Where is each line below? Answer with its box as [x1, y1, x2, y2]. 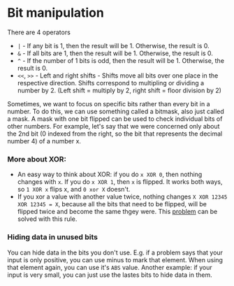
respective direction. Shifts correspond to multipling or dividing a [17, 78, 205, 87]
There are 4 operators [7, 28, 71, 36]
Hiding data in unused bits [7, 232, 98, 242]
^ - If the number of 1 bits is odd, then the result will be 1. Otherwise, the [17, 56, 225, 64]
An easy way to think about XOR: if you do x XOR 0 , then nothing [17, 170, 203, 179]
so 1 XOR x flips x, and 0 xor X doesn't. [17, 185, 131, 194]
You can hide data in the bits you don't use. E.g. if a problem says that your [7, 248, 224, 257]
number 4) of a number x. [7, 136, 82, 145]
